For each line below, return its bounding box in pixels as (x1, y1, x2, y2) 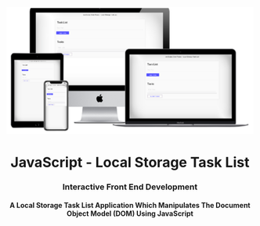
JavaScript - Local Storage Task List (10, 153, 250, 171)
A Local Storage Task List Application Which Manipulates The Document (9, 201, 251, 210)
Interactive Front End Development (62, 181, 198, 192)
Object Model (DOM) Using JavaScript (66, 209, 194, 218)
